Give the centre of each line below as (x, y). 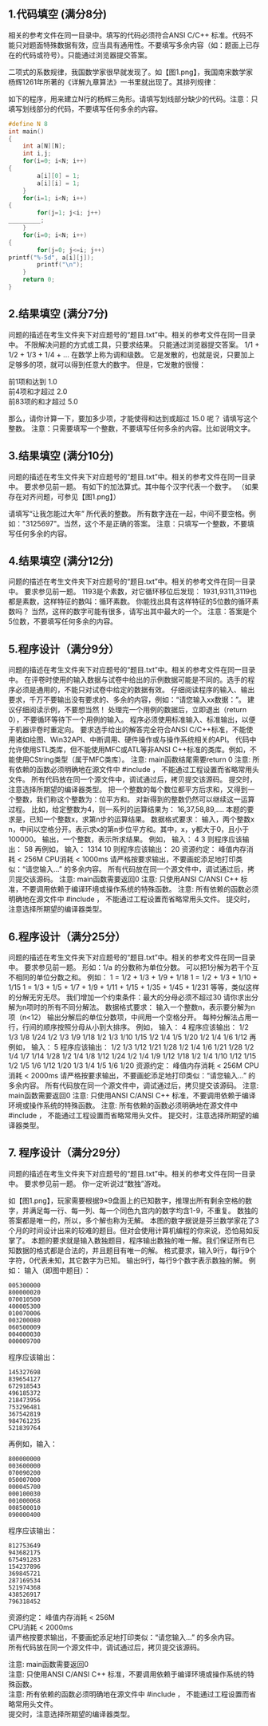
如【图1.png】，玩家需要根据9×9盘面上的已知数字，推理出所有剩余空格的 (127, 1200)
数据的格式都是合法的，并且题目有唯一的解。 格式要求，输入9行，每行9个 (136, 1250)
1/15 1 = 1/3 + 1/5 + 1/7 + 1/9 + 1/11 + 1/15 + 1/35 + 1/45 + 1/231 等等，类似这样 (134, 987)
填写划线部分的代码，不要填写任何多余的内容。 (85, 108)
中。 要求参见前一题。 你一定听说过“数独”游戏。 (87, 1184)
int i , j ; (37, 154)
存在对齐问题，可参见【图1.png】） (65, 496)
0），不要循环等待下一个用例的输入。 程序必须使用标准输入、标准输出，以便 (132, 719)
